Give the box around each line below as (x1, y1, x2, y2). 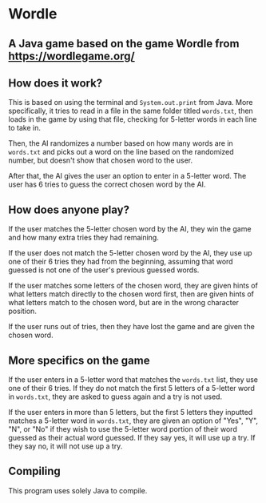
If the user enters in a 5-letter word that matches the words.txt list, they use (8, 375, 258, 384)
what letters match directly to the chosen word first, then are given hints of (8, 289, 254, 299)
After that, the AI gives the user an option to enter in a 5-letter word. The (8, 171, 247, 181)
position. (8, 306, 38, 316)
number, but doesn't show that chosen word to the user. (8, 155, 193, 165)
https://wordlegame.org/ (8, 49, 135, 62)
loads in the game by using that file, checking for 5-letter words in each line (8, 115, 257, 124)
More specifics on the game (8, 353, 150, 367)
